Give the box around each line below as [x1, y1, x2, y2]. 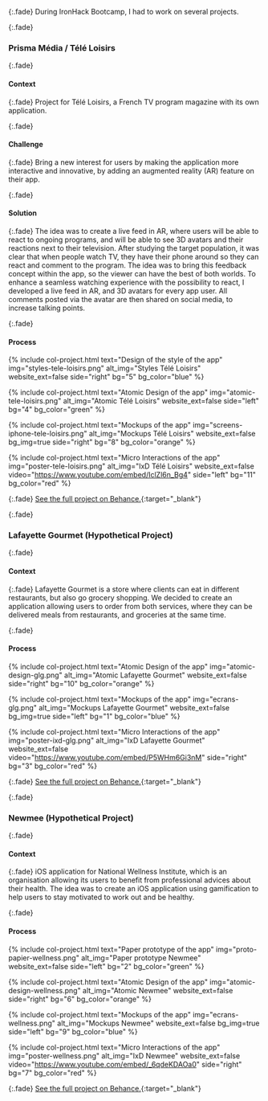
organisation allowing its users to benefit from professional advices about [8, 875, 251, 885]
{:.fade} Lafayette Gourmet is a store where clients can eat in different [8, 584, 240, 594]
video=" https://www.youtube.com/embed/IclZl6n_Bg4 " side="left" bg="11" [8, 470, 257, 480]
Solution [8, 208, 38, 218]
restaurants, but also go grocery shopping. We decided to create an [8, 592, 233, 602]
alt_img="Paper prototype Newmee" [81, 952, 201, 963]
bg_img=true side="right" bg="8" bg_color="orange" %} [8, 437, 196, 447]
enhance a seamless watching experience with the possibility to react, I [8, 277, 245, 287]
